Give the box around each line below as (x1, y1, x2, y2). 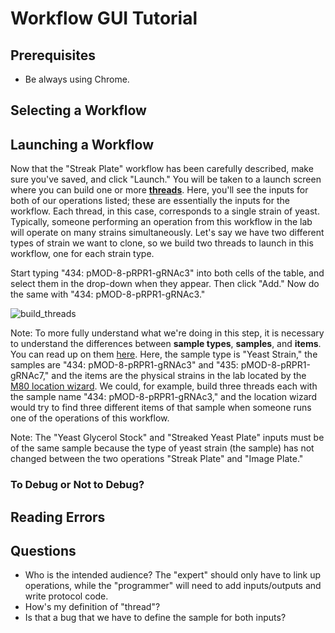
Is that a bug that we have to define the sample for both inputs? (24, 612, 287, 624)
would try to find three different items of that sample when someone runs (10, 402, 312, 414)
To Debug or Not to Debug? (10, 478, 145, 492)
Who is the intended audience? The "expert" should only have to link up (24, 569, 322, 581)
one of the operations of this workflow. (10, 412, 170, 424)
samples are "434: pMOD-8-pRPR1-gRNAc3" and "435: (10, 359, 239, 371)
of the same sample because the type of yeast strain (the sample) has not (10, 442, 315, 454)
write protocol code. (24, 590, 109, 602)
